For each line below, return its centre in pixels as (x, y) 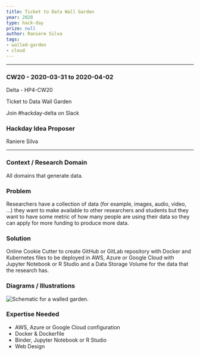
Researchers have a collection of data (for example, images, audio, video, (96, 204)
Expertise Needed (33, 314)
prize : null (21, 28)
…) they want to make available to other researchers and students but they (98, 210)
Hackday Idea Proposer (41, 128)
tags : (13, 39)
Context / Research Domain (47, 163)
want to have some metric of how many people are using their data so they (98, 216)
